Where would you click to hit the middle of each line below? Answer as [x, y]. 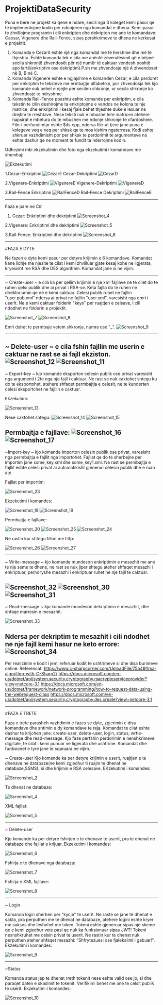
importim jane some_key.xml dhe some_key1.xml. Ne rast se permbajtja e [78, 462]
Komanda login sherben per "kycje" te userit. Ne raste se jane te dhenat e [79, 915]
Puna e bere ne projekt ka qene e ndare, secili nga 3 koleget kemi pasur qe [80, 22]
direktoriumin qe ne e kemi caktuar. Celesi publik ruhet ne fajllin [68, 292]
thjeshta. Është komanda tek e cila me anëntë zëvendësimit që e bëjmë [83, 57]
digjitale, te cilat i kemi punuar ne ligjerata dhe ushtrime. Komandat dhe [76, 744]
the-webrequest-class [27, 694]
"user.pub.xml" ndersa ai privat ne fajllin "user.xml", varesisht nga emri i [77, 298]
